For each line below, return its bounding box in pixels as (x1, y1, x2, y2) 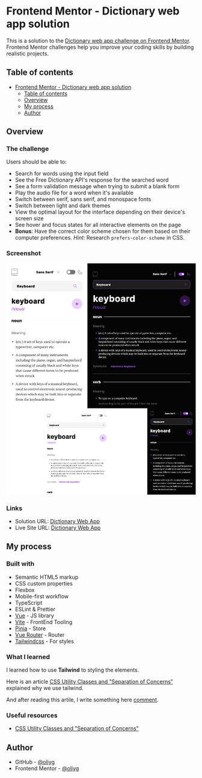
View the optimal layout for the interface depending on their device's (14, 208, 185, 215)
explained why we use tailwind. (6, 684, 84, 692)
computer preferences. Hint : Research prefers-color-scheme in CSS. (14, 234, 185, 241)
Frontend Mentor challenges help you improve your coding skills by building (6, 43, 194, 51)
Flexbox (14, 586, 35, 593)
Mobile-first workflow (14, 593, 69, 600)
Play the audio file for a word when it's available (14, 189, 134, 197)
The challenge (6, 145, 49, 153)
